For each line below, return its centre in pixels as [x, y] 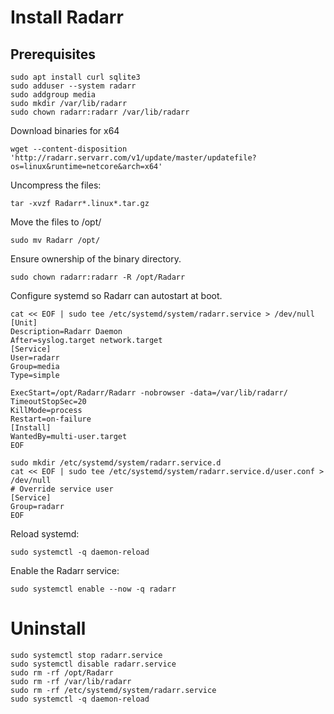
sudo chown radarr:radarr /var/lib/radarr [100, 112]
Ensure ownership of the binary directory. [96, 259]
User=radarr [35, 358]
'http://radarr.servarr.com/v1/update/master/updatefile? [133, 158]
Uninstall [48, 628]
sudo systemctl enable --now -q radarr [93, 589]
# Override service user [62, 489]
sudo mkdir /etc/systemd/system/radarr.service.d [116, 463]
